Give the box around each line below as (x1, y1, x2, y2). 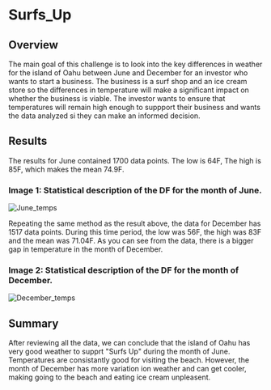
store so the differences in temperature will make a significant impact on (8, 85, 249, 95)
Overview (8, 38, 59, 52)
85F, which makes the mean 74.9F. (8, 164, 125, 174)
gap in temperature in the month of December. (8, 244, 163, 254)
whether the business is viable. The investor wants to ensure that (8, 94, 226, 103)
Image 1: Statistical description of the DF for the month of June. (8, 184, 262, 196)
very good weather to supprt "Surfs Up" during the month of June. (8, 346, 231, 357)
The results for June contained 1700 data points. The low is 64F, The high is (8, 155, 261, 165)
